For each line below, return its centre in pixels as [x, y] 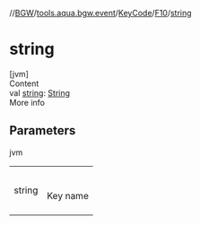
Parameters [43, 130]
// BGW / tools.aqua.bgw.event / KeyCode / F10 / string [100, 13]
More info [27, 102]
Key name [68, 195]
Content [24, 83]
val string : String [39, 92]
